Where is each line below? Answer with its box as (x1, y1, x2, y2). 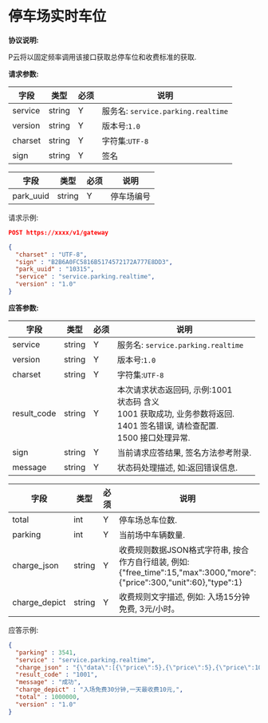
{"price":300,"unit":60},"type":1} (118, 576, 242, 587)
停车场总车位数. (118, 514, 178, 525)
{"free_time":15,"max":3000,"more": (118, 567, 257, 578)
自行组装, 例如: (134, 556, 190, 567)
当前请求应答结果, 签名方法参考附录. (116, 447, 252, 458)
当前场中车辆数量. (118, 529, 186, 540)
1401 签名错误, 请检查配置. (116, 420, 219, 431)
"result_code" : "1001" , (15, 671, 98, 679)
